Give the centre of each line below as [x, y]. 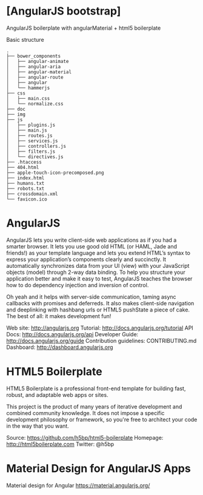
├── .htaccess [24, 162]
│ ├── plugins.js [31, 125]
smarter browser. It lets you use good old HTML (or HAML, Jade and [92, 246]
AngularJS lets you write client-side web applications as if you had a [92, 240]
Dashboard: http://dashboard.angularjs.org [60, 347]
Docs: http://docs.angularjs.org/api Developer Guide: [72, 334]
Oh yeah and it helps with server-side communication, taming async [92, 297]
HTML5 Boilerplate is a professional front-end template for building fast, [96, 388]
